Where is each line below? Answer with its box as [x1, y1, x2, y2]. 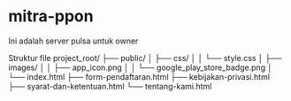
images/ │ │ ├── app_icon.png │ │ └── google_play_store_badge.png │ [8, 62, 273, 73]
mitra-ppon [8, 6, 94, 27]
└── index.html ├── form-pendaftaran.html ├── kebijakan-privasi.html [8, 71, 271, 82]
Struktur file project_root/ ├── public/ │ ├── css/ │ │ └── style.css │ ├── [8, 52, 282, 63]
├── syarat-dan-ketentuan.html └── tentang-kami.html [8, 81, 212, 91]
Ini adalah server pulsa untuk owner [8, 35, 139, 46]
